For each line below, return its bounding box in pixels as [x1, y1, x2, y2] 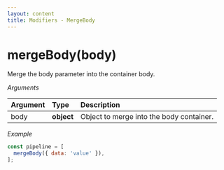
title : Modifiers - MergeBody [7, 17, 96, 24]
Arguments [7, 83, 40, 92]
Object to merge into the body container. [80, 112, 214, 122]
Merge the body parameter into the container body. [7, 70, 155, 78]
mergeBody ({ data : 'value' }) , [13, 150, 105, 157]
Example [7, 130, 33, 139]
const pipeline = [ [7, 143, 64, 150]
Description [80, 100, 120, 110]
